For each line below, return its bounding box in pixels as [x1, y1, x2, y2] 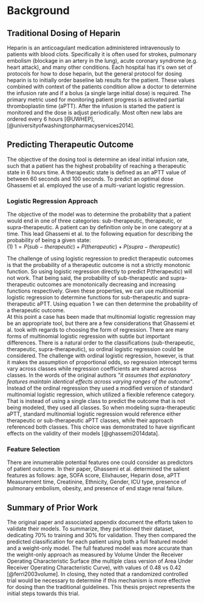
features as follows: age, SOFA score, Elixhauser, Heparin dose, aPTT [7, 472, 181, 479]
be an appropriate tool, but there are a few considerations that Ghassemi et [7, 319, 195, 327]
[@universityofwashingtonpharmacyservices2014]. [7, 122, 135, 129]
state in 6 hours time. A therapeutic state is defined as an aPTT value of [7, 168, 186, 176]
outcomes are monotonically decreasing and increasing [36, 281, 176, 288]
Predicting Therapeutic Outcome [7, 140, 134, 150]
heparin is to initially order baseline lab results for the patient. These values [7, 77, 195, 84]
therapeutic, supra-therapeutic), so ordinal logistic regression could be [7, 346, 184, 353]
